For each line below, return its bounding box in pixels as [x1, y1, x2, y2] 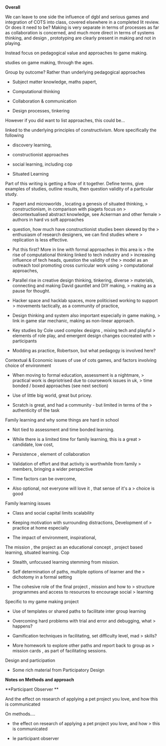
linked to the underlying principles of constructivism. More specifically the [5, 127, 157, 133]
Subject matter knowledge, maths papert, [12, 79, 98, 85]
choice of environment [5, 363, 52, 368]
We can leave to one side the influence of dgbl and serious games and [5, 14, 149, 19]
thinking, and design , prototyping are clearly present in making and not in [5, 35, 156, 41]
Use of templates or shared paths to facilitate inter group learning [12, 608, 146, 614]
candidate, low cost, [12, 441, 54, 447]
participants [12, 338, 37, 344]
